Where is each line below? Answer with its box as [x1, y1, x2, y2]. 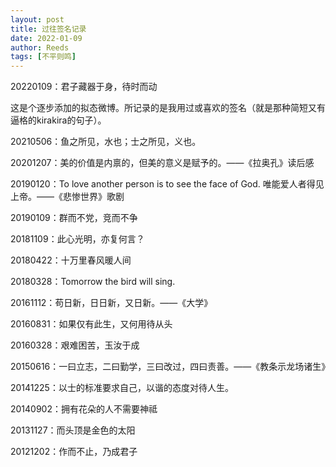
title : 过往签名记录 [10, 24, 87, 34]
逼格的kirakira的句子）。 [10, 114, 107, 126]
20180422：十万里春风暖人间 [10, 254, 132, 266]
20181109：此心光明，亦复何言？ [10, 233, 145, 245]
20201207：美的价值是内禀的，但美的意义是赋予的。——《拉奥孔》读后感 [10, 157, 315, 169]
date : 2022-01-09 [10, 33, 83, 43]
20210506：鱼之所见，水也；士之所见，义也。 [10, 136, 202, 148]
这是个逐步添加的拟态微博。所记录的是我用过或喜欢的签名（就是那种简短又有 [10, 102, 326, 114]
